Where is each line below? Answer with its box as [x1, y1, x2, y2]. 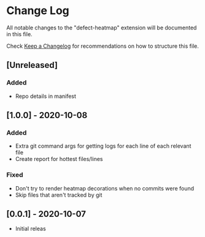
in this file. [6, 30, 33, 37]
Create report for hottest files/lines [15, 156, 103, 163]
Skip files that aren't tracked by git [15, 191, 102, 198]
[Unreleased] [6, 60, 58, 70]
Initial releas [15, 225, 46, 233]
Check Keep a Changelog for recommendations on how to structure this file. [6, 42, 199, 50]
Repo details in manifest [15, 92, 77, 100]
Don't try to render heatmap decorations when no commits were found [15, 184, 195, 192]
